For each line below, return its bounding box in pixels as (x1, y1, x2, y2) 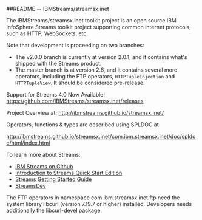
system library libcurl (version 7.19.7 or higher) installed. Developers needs (6, 201, 192, 207)
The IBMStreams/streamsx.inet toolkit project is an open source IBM (6, 17, 177, 24)
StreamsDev (15, 182, 47, 189)
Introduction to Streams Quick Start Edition (15, 170, 123, 176)
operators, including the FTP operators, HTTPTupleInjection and (15, 73, 175, 80)
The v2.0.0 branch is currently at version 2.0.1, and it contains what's (15, 53, 187, 60)
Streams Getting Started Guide (15, 176, 92, 183)
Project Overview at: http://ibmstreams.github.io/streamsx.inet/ (6, 109, 164, 116)
